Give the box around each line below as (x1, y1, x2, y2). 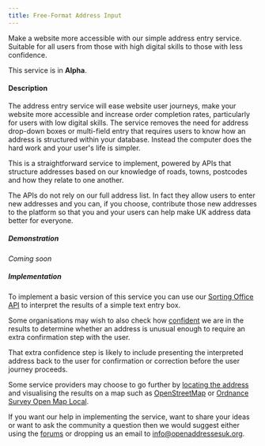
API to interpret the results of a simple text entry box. (8, 300, 181, 309)
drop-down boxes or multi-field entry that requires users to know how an (8, 126, 246, 135)
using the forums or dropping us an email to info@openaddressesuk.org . (8, 429, 245, 438)
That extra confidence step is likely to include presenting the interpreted (8, 347, 244, 357)
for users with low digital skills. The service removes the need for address (8, 118, 249, 127)
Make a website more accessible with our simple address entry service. (8, 33, 242, 43)
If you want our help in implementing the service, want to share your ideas (8, 412, 251, 421)
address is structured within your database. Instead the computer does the (8, 134, 252, 144)
